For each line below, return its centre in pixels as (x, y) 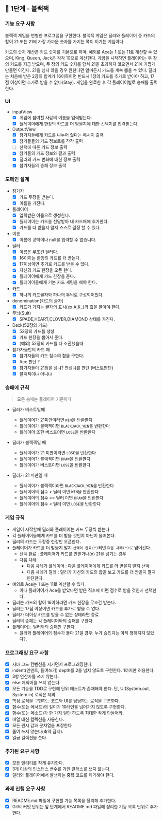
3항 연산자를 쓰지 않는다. (35, 676)
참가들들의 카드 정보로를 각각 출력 (51, 141)
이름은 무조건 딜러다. (39, 252)
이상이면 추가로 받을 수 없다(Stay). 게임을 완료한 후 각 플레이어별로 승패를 (79, 82)
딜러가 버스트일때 (28, 410)
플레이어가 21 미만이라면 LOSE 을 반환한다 (57, 453)
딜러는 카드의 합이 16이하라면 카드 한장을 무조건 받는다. (64, 602)
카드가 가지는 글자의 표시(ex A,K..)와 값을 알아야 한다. (70, 307)
